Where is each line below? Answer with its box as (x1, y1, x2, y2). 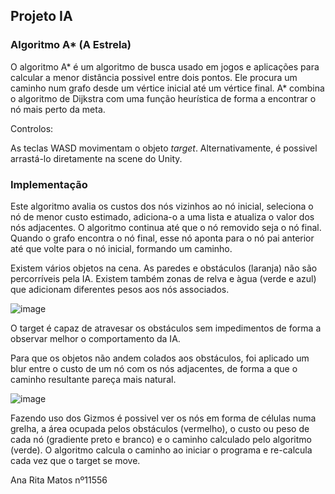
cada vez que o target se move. (10, 454, 141, 466)
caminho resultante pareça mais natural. (10, 373, 177, 385)
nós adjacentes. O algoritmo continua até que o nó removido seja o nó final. (10, 221, 322, 233)
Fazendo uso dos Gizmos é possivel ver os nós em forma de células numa (10, 412, 317, 424)
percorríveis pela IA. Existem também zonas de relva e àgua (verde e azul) (10, 272, 317, 284)
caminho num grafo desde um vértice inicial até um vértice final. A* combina (10, 82, 325, 94)
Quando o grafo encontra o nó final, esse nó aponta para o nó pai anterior (10, 232, 315, 244)
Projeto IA (10, 8, 73, 25)
